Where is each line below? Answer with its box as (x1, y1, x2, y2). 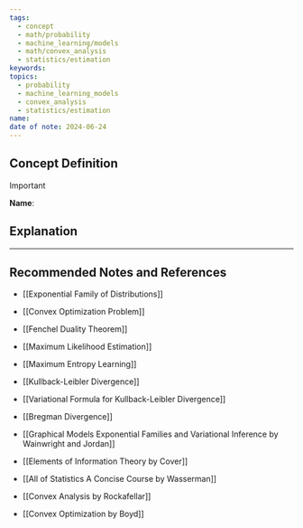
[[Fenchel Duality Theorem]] (22, 324, 128, 335)
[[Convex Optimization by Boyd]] (22, 508, 144, 520)
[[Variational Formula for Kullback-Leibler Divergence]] (22, 394, 226, 405)
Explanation (9, 223, 78, 240)
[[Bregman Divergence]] (22, 411, 113, 422)
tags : (9, 13, 30, 23)
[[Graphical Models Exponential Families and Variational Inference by (22, 429, 279, 439)
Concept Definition (9, 156, 119, 172)
